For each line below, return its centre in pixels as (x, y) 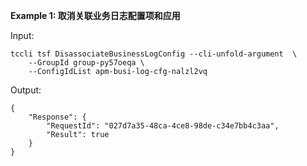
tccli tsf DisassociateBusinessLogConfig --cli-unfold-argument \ (154, 54)
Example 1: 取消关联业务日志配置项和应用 (95, 15)
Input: (22, 35)
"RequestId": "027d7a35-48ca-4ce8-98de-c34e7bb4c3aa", (163, 126)
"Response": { (57, 117)
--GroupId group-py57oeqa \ (86, 63)
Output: (26, 90)
